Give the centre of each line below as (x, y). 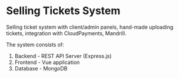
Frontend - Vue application (47, 62)
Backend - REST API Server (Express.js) (63, 56)
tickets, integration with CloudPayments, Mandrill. (66, 33)
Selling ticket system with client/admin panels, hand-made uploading (90, 27)
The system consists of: (35, 45)
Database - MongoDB (41, 68)
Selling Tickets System (63, 11)
